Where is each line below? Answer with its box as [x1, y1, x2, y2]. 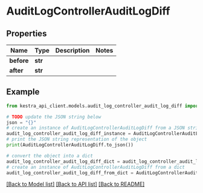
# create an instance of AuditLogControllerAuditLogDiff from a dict [6, 164, 185, 170]
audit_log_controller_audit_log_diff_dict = [6, 159, 120, 165]
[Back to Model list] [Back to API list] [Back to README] [6, 180, 145, 188]
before [9, 56, 29, 65]
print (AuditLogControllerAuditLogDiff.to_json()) [6, 142, 134, 148]
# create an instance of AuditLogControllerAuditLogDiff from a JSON [6, 125, 185, 131]
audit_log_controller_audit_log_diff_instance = [6, 131, 131, 137]
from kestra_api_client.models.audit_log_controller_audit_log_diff [6, 103, 182, 109]
